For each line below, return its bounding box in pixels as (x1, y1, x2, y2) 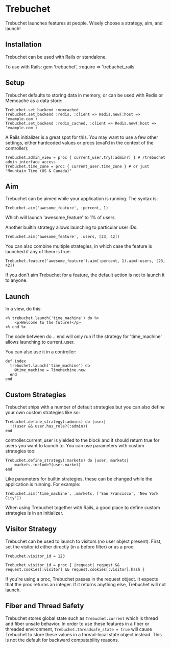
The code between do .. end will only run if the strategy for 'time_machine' (5, 333, 162, 340)
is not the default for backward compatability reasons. (5, 637, 119, 643)
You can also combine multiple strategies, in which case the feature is (5, 243, 152, 249)
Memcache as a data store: (5, 98, 63, 104)
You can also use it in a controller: (5, 349, 77, 355)
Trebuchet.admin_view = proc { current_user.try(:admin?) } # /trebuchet (5, 155, 166, 160)
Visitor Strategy (5, 524, 57, 534)
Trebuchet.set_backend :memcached (5, 107, 79, 112)
